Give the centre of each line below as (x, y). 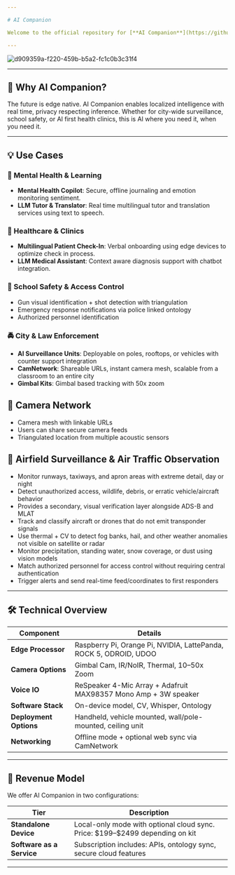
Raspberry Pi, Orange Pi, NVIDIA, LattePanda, (149, 645)
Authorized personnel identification (68, 317)
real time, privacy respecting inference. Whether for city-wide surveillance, (115, 112)
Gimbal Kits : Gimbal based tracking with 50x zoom (91, 383)
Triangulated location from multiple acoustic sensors (93, 437)
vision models (37, 558)
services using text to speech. (61, 213)
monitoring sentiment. (49, 198)
